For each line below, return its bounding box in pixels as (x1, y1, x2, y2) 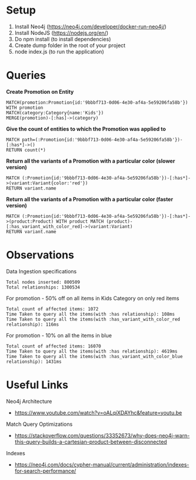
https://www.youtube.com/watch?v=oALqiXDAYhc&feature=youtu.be (14, 409, 182, 416)
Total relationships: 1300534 (6, 284, 81, 290)
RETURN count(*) (6, 147, 46, 153)
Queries (6, 69, 46, 82)
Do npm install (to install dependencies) (14, 35, 111, 42)
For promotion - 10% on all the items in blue (6, 332, 112, 339)
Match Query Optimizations (6, 421, 73, 428)
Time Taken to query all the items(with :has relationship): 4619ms (6, 348, 178, 354)
